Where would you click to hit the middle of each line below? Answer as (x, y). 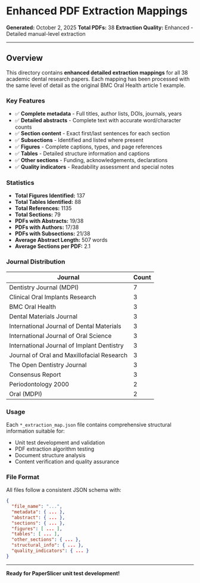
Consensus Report (35, 374)
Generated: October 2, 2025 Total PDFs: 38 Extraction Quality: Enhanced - (100, 27)
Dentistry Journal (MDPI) (44, 287)
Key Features (26, 101)
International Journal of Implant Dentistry (66, 345)
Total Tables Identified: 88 (48, 202)
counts (23, 127)
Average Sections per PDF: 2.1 (53, 246)
